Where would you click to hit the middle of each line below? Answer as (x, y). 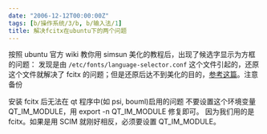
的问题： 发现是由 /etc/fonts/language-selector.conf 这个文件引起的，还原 (134, 64)
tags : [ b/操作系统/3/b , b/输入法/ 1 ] (65, 23)
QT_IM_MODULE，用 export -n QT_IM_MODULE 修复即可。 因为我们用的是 (131, 112)
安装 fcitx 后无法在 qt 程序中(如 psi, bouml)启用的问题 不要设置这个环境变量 (132, 102)
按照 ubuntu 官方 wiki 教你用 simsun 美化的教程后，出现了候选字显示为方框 (132, 55)
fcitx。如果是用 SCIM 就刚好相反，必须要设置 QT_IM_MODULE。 (114, 122)
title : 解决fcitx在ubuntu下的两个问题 (67, 30)
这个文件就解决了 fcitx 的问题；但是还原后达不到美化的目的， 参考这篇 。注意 (133, 75)
